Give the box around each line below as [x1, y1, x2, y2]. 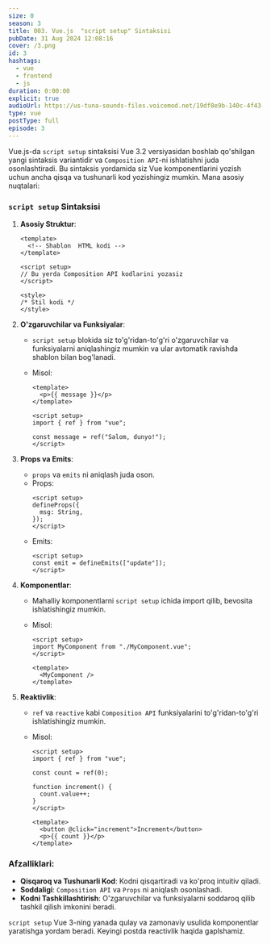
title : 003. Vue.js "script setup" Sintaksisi [8, 27, 172, 35]
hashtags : [8, 57, 42, 65]
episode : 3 [8, 124, 45, 132]
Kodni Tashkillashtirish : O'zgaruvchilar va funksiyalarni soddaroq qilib [19, 893, 256, 904]
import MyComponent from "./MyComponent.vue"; [31, 643, 192, 651]
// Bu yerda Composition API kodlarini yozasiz [19, 270, 183, 278]
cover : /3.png [8, 42, 56, 50]
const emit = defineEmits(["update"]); [31, 559, 167, 567]
